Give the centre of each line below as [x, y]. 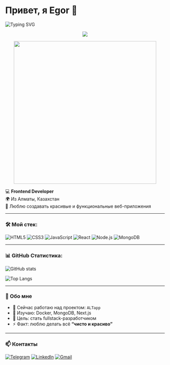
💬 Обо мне [19, 296]
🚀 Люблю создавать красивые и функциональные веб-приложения [78, 206]
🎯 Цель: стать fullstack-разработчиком [54, 318]
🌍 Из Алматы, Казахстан [32, 199]
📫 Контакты [22, 344]
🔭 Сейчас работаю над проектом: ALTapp [56, 307]
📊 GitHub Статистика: [34, 256]
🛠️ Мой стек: [22, 224]
